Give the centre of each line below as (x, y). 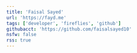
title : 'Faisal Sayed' (35, 12)
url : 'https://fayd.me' (37, 18)
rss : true (19, 40)
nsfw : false (21, 35)
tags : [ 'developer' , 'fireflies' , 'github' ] (64, 23)
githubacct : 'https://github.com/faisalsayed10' (69, 29)
